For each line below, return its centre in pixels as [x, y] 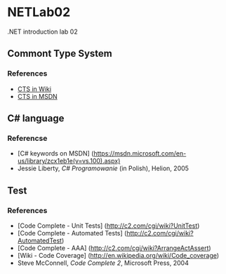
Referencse [27, 138]
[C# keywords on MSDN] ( [55, 153]
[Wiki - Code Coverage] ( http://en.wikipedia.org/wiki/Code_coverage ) [118, 255]
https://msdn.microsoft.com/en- [140, 153]
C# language [36, 119]
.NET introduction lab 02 [43, 32]
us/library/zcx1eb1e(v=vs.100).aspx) [69, 161]
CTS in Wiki [34, 89]
